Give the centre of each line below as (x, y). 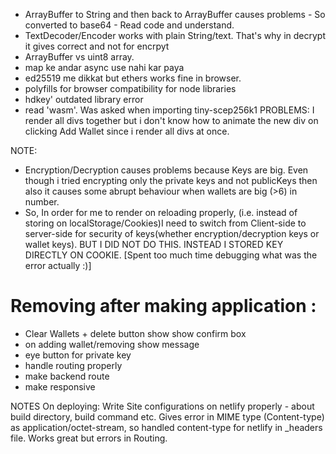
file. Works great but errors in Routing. (89, 438)
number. (42, 202)
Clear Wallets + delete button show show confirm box (135, 333)
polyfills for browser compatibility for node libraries (130, 88)
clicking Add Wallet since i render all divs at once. (127, 131)
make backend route (67, 376)
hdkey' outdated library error (84, 99)
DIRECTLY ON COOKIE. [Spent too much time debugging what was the (171, 255)
